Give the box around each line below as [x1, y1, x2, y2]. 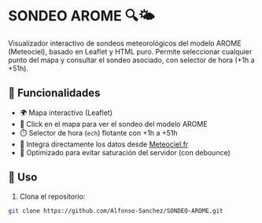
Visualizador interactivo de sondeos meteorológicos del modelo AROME [8, 38, 242, 48]
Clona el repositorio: [19, 191, 86, 201]
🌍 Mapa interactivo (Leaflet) [19, 108, 113, 117]
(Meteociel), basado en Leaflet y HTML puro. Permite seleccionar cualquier [8, 46, 253, 56]
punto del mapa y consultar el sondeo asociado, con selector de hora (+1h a [8, 55, 255, 65]
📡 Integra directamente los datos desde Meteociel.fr [19, 139, 189, 149]
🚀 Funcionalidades [8, 87, 101, 100]
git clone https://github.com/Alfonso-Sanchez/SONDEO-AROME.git [8, 206, 223, 214]
